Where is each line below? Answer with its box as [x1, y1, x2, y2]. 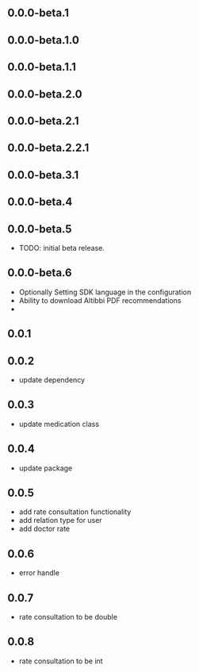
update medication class [18, 419, 100, 428]
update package [18, 463, 73, 473]
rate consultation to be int [18, 656, 104, 666]
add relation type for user [18, 516, 102, 525]
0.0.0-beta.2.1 [7, 114, 80, 128]
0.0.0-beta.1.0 [7, 33, 80, 47]
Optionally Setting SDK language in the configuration [18, 287, 192, 297]
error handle [18, 568, 60, 578]
